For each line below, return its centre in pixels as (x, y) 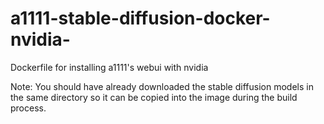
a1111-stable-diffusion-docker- (140, 18)
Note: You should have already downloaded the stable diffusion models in (162, 86)
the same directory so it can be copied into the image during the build (154, 97)
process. (28, 108)
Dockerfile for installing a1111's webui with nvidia (109, 67)
